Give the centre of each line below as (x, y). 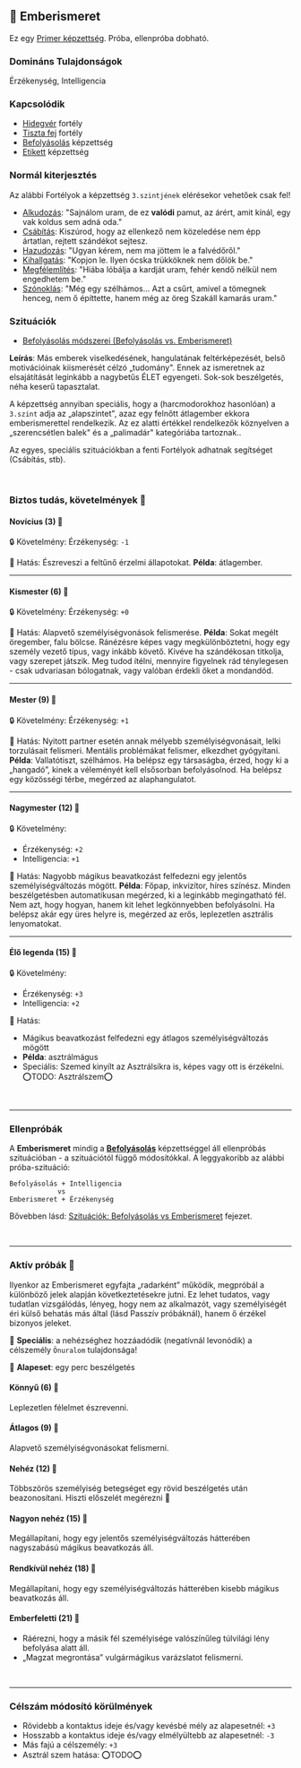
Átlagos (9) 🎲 (34, 1428)
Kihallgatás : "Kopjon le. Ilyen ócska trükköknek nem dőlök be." (138, 260)
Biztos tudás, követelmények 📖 (77, 500)
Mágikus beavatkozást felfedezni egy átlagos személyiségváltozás (145, 1038)
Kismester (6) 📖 (39, 591)
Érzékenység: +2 (52, 849)
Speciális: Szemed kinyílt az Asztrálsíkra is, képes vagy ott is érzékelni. (153, 1066)
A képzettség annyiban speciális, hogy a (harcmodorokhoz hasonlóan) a (142, 404)
